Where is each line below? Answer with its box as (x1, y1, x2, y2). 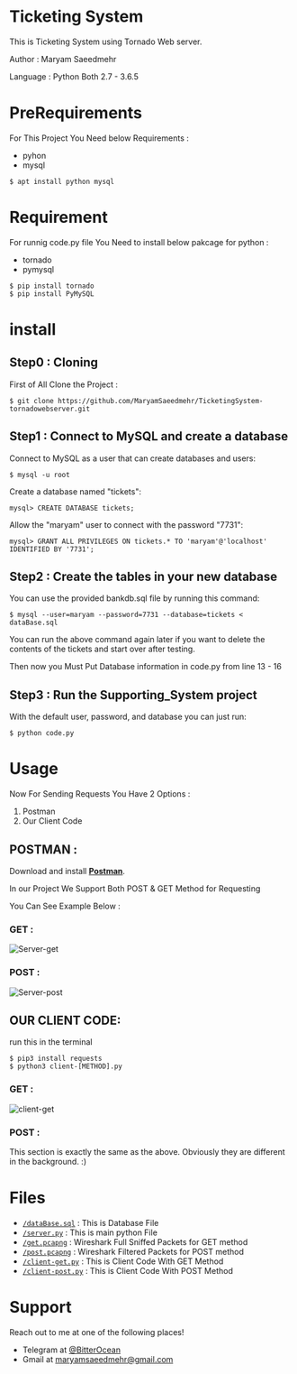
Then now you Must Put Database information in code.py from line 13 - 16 (9, 661, 282, 672)
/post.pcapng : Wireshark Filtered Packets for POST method (22, 1246, 245, 1257)
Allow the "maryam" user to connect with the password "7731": (9, 519, 244, 530)
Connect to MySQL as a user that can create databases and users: (9, 453, 256, 464)
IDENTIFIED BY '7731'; (9, 544, 94, 554)
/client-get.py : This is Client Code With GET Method (22, 1256, 224, 1267)
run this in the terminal (9, 1037, 93, 1047)
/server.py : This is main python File (22, 1227, 157, 1238)
